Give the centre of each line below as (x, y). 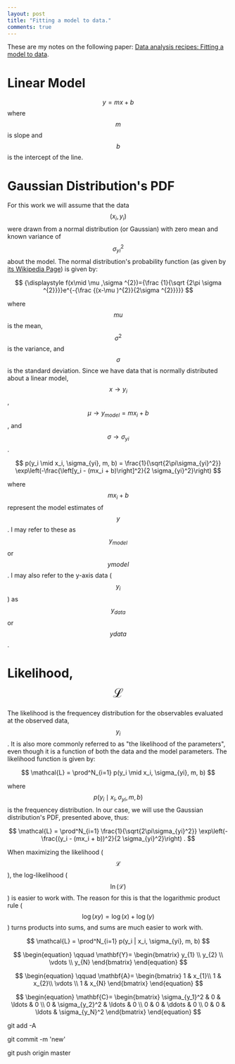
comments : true (30, 27)
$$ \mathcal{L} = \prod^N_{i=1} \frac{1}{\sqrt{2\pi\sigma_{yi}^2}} (103, 831)
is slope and (25, 135)
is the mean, (25, 325)
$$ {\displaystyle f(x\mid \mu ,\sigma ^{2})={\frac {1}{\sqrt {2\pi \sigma (118, 282)
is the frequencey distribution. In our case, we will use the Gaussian (106, 810)
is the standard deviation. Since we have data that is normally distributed (113, 371)
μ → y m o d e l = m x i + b (118, 414)
